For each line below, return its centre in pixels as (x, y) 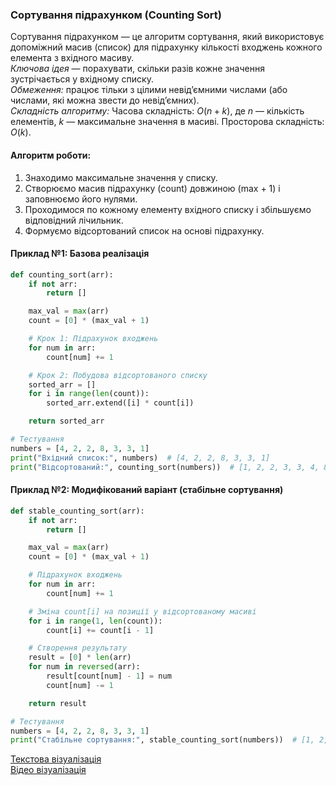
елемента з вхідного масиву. (72, 58)
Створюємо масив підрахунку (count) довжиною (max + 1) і (152, 188)
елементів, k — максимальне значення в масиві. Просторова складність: (167, 122)
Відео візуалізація (48, 770)
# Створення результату (78, 648)
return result (57, 703)
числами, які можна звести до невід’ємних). (105, 100)
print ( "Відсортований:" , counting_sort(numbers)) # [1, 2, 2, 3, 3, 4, (165, 467)
